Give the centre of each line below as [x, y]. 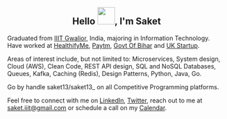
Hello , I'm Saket [117, 21]
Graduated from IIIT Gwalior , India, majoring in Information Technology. [109, 38]
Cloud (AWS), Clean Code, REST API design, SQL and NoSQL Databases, [112, 66]
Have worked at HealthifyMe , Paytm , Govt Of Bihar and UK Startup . [103, 45]
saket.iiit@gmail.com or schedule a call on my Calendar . [87, 107]
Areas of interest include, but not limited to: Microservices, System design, [114, 59]
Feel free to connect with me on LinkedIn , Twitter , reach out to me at [105, 100]
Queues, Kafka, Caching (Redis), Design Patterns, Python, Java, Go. [104, 73]
